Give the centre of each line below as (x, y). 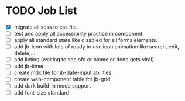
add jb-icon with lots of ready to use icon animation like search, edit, (97, 47)
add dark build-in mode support (52, 86)
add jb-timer (29, 66)
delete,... (25, 53)
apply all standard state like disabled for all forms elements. (85, 40)
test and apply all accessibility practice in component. (79, 34)
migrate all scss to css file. (46, 27)
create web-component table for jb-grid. (63, 79)
